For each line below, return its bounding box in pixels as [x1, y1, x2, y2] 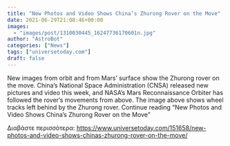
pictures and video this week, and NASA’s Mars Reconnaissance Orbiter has [7, 88, 223, 96]
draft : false [7, 55, 45, 62]
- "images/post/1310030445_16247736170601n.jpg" [13, 29, 156, 36]
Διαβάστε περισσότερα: [7, 123, 75, 132]
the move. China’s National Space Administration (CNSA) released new [7, 81, 209, 90]
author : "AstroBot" [7, 36, 64, 43]
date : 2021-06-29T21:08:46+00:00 [7, 17, 104, 23]
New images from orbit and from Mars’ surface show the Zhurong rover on [7, 74, 220, 82]
